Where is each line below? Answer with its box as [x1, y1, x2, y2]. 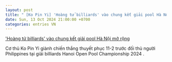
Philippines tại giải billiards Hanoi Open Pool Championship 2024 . [5, 51, 145, 57]
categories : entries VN [5, 21, 56, 27]
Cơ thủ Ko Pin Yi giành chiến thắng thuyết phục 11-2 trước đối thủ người [5, 45, 156, 51]
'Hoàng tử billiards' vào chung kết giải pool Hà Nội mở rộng [5, 36, 130, 42]
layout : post [5, 7, 33, 13]
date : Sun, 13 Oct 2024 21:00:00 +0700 [5, 17, 91, 22]
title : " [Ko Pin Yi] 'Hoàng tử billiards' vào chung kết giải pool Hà [5, 12, 161, 17]
